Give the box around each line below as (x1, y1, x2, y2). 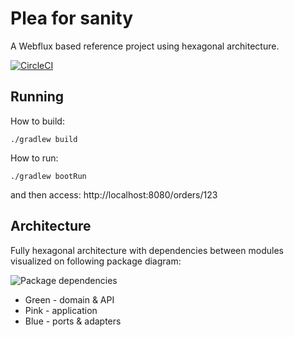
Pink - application (24, 304, 98, 316)
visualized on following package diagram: (10, 255, 182, 267)
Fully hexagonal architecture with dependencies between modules (10, 244, 284, 256)
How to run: (10, 152, 59, 164)
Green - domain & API (24, 293, 115, 306)
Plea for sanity (10, 7, 133, 30)
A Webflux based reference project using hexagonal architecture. (10, 40, 280, 52)
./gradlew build (10, 134, 78, 144)
